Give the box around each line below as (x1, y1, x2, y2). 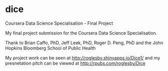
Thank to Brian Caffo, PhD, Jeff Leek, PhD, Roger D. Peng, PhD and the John (5, 39, 163, 46)
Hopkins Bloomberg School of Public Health (5, 45, 96, 51)
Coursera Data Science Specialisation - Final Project (5, 20, 113, 26)
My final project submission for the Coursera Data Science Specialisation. (5, 30, 157, 36)
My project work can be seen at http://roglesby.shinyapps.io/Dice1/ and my (5, 54, 160, 61)
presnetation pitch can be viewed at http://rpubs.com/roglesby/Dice (5, 60, 145, 66)
